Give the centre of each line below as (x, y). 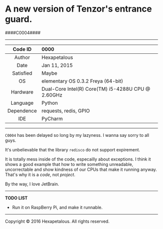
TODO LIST (16, 198)
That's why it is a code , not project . (40, 174)
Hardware (22, 92)
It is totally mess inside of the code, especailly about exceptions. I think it (78, 159)
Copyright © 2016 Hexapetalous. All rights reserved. (57, 221)
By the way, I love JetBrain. (32, 184)
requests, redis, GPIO (66, 111)
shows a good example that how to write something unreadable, (69, 164)
